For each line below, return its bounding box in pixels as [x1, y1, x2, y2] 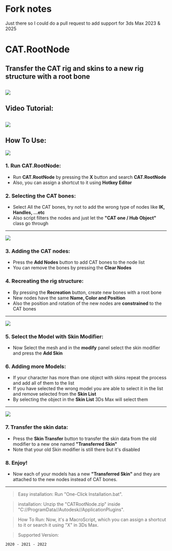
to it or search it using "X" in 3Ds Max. [17, 522, 99, 528]
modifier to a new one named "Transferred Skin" [12, 440, 118, 447]
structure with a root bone [5, 72, 91, 81]
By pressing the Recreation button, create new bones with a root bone [12, 289, 162, 296]
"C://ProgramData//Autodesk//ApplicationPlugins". [17, 506, 124, 512]
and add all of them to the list [12, 380, 75, 386]
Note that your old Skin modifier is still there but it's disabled [12, 446, 140, 452]
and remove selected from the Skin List [12, 391, 96, 397]
